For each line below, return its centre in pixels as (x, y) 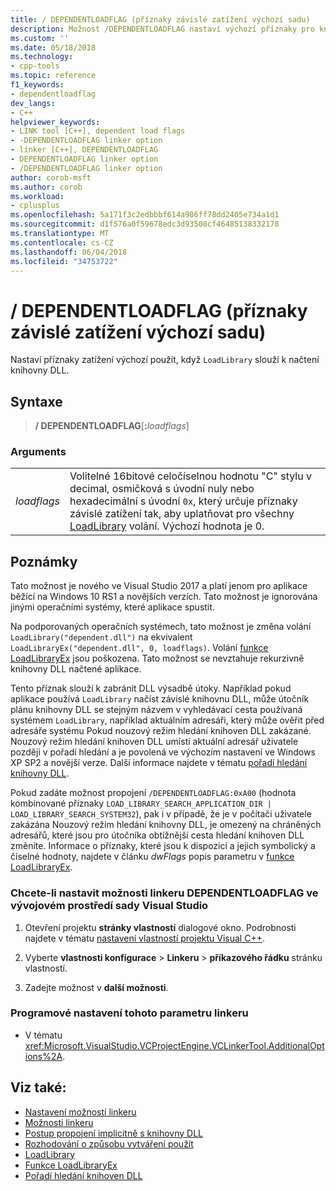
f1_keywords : (37, 85)
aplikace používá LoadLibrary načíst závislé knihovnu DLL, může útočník (160, 699)
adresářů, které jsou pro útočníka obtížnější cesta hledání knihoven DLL (157, 835)
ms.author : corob (46, 187)
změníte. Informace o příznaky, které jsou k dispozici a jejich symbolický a (163, 846)
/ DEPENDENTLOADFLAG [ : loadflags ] (112, 426)
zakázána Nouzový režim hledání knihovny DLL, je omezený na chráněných (166, 825)
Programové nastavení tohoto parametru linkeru (129, 1013)
